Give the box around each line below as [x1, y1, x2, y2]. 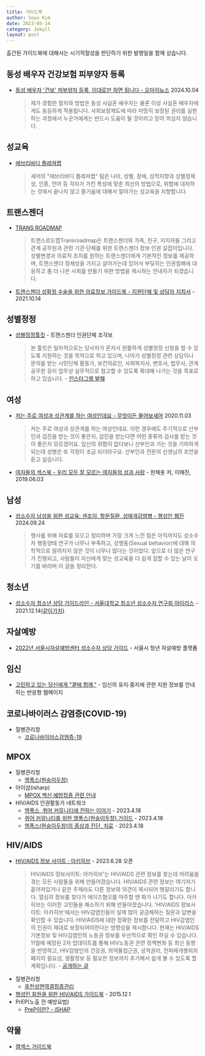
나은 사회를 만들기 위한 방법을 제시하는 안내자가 [59, 267, 173, 274]
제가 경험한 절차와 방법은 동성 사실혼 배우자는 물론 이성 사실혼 [30, 99, 177, 107]
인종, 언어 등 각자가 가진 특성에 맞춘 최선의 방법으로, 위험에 [39, 180, 179, 187]
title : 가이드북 [6, 9, 43, 15]
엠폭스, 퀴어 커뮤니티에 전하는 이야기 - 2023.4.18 [24, 807, 141, 814]
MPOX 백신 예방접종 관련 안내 [24, 792, 96, 799]
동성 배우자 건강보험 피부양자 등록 [6, 69, 125, 80]
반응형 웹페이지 [26, 689, 63, 696]
